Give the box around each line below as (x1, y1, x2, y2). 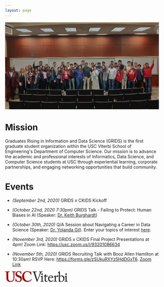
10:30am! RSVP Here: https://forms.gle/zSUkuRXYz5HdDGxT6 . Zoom (12, 256, 152, 262)
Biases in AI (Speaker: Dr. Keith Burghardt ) (12, 212, 98, 218)
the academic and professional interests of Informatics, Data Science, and (5, 153, 154, 159)
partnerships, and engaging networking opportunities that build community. (5, 164, 157, 170)
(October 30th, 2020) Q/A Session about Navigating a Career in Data (12, 221, 150, 227)
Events (5, 181, 34, 192)
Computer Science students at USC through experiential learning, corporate (5, 159, 158, 165)
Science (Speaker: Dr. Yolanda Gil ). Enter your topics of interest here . (12, 227, 151, 233)
